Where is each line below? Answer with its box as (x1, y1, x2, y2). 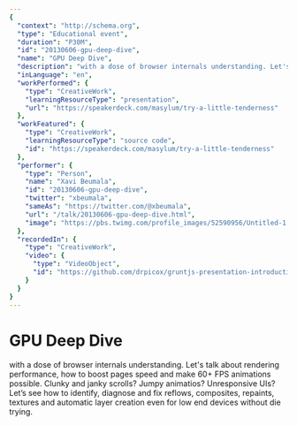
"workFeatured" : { (17, 120, 86, 129)
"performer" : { (17, 161, 73, 170)
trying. (9, 407, 34, 417)
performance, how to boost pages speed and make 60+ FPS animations (9, 369, 271, 380)
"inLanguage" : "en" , (17, 71, 93, 80)
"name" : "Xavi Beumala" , (25, 178, 117, 186)
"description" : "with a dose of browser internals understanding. (17, 63, 267, 72)
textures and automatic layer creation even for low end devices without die (9, 397, 281, 407)
